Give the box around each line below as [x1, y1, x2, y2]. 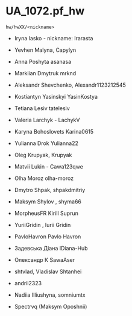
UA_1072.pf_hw [5, 4, 85, 18]
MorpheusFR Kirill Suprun [14, 209, 79, 217]
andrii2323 [14, 279, 42, 287]
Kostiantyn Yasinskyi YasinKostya [14, 93, 98, 100]
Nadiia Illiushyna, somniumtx [14, 291, 86, 299]
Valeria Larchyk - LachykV [14, 116, 80, 123]
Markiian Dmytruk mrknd [14, 69, 77, 76]
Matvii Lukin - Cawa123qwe [14, 163, 84, 170]
